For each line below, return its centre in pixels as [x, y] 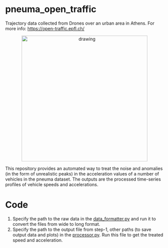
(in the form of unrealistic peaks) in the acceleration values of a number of [82, 174]
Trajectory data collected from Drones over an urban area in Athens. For [80, 23]
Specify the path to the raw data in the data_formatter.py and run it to [84, 219]
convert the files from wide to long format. [56, 224]
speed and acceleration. [37, 240]
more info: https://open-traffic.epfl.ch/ [45, 28]
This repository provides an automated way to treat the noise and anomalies [84, 168]
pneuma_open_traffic [51, 9]
